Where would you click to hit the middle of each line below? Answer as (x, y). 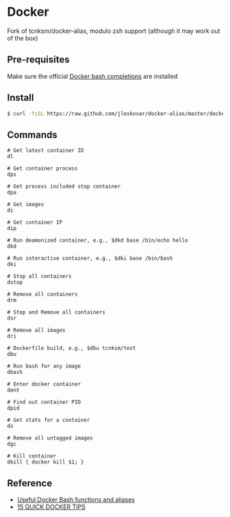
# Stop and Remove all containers (56, 312)
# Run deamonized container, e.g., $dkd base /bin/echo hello (98, 240)
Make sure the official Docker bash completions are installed (92, 76)
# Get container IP (35, 223)
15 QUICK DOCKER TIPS (51, 507)
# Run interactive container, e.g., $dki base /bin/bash (90, 258)
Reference (30, 483)
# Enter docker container (44, 384)
